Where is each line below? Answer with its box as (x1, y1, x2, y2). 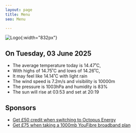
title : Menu (5, 12, 30, 17)
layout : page (5, 7, 33, 12)
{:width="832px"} (21, 34, 58, 40)
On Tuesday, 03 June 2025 (5, 49, 92, 57)
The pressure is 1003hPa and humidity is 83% (12, 83, 108, 90)
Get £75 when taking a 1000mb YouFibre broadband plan (12, 122, 131, 128)
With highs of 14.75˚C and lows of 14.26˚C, (12, 68, 100, 74)
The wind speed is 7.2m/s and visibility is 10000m (12, 78, 115, 84)
